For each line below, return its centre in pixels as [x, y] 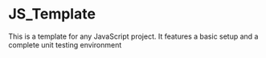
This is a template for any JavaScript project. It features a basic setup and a [133, 36]
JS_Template [52, 14]
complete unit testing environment [65, 44]
